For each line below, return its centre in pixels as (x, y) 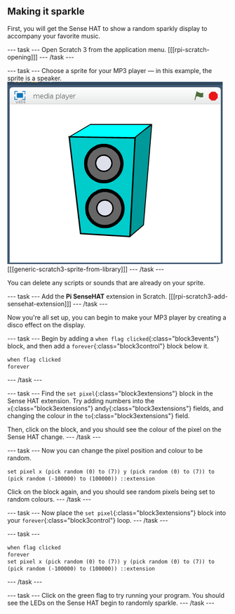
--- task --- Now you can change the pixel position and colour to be (105, 450)
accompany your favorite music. (54, 36)
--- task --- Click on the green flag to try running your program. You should (116, 595)
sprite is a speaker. (34, 78)
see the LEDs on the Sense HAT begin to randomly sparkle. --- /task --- (111, 603)
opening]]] (22, 57)
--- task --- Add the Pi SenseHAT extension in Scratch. (87, 296)
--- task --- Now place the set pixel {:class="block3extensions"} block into (117, 513)
